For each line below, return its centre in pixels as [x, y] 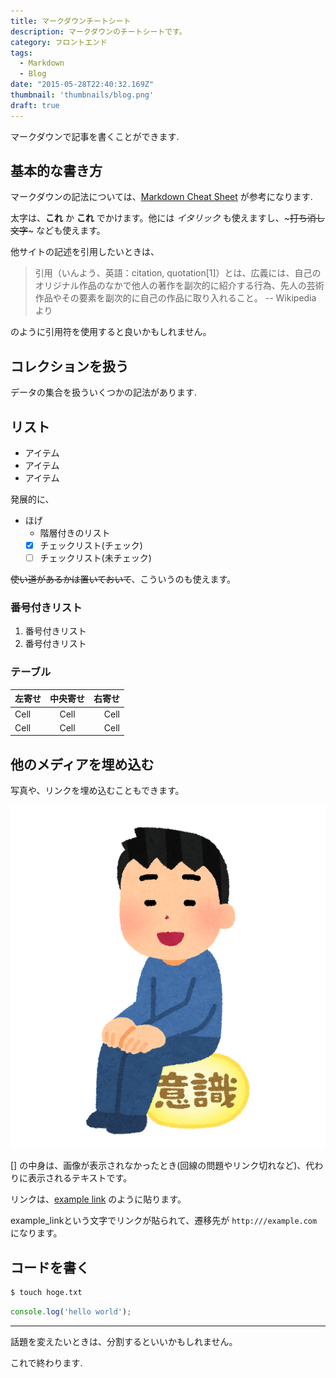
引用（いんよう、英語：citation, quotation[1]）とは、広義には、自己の [178, 273]
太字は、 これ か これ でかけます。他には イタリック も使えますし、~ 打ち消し [168, 218]
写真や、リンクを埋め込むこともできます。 [97, 791]
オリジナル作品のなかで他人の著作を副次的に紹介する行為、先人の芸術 [179, 286]
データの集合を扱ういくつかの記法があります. [104, 392]
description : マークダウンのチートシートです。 [98, 31]
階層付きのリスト [75, 533]
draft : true [35, 105]
